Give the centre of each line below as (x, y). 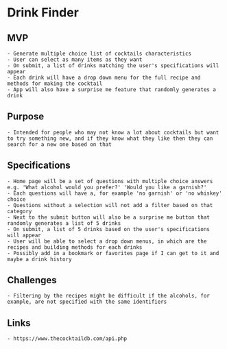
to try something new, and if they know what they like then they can (110, 139)
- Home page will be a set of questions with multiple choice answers (110, 181)
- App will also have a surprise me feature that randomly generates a (111, 90)
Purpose (26, 117)
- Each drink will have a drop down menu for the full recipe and (104, 77)
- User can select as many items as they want (75, 60)
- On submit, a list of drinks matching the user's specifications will (113, 66)
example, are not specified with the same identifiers (87, 302)
